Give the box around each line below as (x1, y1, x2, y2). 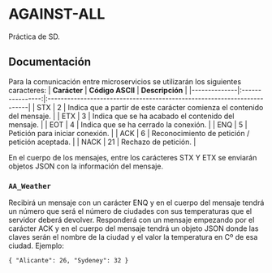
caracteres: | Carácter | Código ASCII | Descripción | (8, 85, 188, 95)
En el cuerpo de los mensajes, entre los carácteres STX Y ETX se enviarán (8, 152, 257, 162)
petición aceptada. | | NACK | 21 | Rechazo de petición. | (8, 137, 196, 147)
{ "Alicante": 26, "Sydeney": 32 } (8, 257, 129, 265)
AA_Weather (8, 181, 51, 190)
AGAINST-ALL (8, 5, 106, 23)
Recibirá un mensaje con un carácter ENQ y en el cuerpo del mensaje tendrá (8, 198, 265, 207)
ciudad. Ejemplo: (8, 241, 65, 251)
